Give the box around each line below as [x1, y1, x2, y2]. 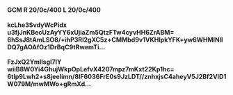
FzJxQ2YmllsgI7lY [7, 58, 62, 66]
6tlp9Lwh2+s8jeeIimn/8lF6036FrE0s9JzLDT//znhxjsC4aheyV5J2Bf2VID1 [7, 73, 227, 81]
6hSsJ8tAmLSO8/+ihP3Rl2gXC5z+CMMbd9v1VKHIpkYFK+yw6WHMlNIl [7, 35, 223, 44]
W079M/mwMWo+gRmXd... [7, 80, 92, 88]
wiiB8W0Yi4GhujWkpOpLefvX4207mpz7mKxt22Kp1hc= [7, 65, 175, 74]
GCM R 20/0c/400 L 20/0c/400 [7, 6, 101, 14]
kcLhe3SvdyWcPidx [7, 21, 67, 29]
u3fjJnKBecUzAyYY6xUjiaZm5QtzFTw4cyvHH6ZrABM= [7, 28, 175, 37]
